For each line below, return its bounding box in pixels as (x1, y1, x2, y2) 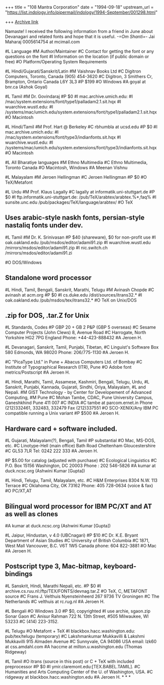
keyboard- (103, 562, 137, 571)
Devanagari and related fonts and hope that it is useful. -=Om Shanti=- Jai (5, 34, 155, 39)
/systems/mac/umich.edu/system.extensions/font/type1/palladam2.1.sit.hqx (5, 109, 157, 115)
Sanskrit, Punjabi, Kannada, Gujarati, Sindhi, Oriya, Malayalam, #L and (5, 384, 146, 390)
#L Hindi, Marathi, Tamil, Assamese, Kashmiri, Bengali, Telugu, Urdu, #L (5, 379, 150, 385)
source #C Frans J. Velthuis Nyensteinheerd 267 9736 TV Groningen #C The (5, 593, 160, 599)
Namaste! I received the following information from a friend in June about (5, 28, 153, 34)
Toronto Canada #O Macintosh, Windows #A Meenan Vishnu (5, 164, 128, 170)
